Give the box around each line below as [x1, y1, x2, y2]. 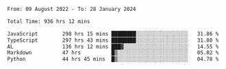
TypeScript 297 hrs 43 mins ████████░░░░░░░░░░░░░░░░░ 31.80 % [7, 37, 219, 44]
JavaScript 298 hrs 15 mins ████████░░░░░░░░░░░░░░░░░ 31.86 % [7, 30, 219, 37]
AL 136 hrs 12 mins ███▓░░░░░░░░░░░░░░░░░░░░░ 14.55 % [7, 43, 219, 50]
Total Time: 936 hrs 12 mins [7, 18, 90, 25]
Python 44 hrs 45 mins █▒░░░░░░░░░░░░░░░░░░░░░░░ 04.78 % [7, 56, 219, 63]
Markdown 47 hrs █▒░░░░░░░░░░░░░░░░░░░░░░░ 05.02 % [7, 49, 219, 57]
